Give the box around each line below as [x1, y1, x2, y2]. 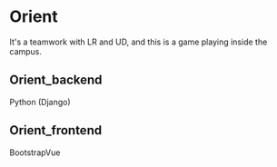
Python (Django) [9, 96, 71, 107]
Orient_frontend [9, 123, 103, 138]
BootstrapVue [9, 147, 61, 158]
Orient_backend [9, 73, 103, 88]
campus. [9, 45, 43, 56]
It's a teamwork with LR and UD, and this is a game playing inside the [9, 36, 268, 47]
